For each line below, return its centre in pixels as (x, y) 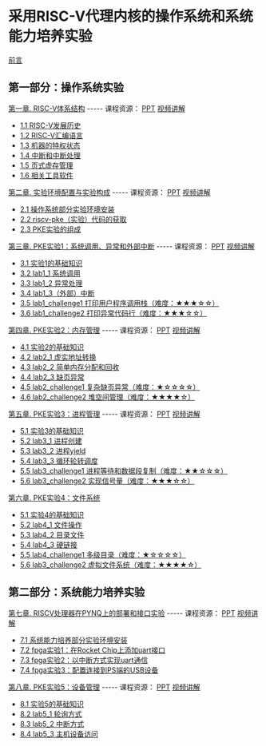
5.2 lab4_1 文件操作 (51, 525)
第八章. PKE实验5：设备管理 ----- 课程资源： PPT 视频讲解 (104, 687)
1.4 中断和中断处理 (50, 155)
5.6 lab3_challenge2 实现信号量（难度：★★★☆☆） (107, 481)
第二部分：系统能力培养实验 (77, 592)
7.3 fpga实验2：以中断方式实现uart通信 (84, 660)
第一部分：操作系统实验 (66, 87)
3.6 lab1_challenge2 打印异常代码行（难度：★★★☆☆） (113, 313)
